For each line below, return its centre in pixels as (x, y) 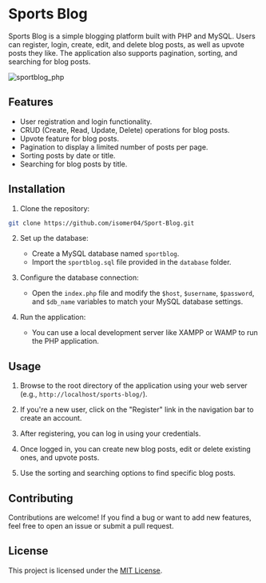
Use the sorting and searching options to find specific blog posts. (127, 473)
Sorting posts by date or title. (67, 155)
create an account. (51, 418)
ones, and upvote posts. (60, 457)
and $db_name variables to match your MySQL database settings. (137, 301)
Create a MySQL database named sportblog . (105, 254)
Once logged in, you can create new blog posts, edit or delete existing (135, 449)
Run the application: (53, 317)
